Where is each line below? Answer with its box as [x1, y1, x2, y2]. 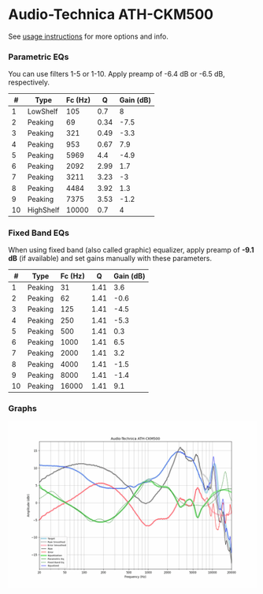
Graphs [8, 403, 37, 414]
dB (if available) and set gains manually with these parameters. [8, 254, 213, 263]
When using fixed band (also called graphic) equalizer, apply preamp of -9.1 [8, 245, 254, 255]
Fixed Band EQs [8, 227, 69, 238]
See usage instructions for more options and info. [8, 32, 169, 41]
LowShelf [27, 106, 58, 116]
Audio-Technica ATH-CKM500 [8, 6, 214, 24]
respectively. [8, 77, 50, 88]
